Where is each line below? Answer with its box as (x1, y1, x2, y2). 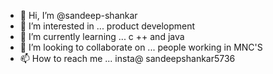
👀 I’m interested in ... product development (19, 20, 196, 32)
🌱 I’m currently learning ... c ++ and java (19, 31, 185, 42)
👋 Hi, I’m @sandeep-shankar (19, 10, 138, 21)
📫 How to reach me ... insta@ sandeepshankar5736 (19, 53, 236, 64)
